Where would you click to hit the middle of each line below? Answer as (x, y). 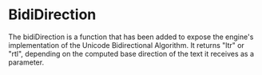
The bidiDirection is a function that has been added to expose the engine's (131, 37)
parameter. (26, 62)
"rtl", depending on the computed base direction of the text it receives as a (131, 53)
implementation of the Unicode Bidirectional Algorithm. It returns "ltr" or (127, 45)
